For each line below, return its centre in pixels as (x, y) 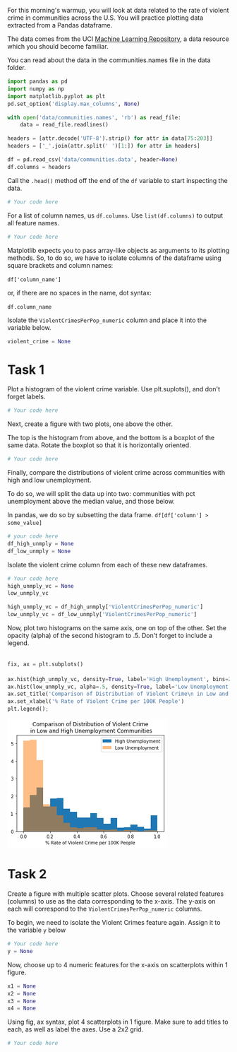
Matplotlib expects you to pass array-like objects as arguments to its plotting (119, 250)
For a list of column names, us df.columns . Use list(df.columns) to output (115, 215)
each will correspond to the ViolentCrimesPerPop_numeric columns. (105, 909)
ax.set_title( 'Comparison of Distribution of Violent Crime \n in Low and (118, 694)
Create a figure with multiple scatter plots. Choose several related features (116, 894)
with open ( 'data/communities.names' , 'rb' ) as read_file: (94, 117)
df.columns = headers (39, 167)
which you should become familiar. (58, 46)
